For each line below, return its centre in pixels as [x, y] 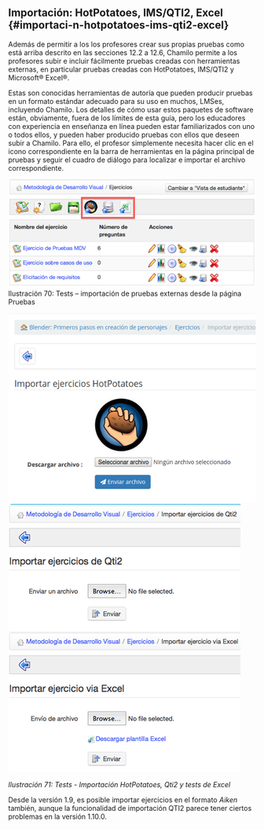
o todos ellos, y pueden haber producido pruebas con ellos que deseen [124, 134]
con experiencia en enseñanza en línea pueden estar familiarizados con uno [132, 126]
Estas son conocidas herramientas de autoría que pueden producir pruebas [130, 93]
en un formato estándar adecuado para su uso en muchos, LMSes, [116, 101]
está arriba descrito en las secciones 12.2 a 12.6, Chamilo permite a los [123, 52]
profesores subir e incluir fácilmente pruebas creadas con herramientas [124, 61]
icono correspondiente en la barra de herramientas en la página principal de [132, 151]
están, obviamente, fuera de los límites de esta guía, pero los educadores [127, 118]
